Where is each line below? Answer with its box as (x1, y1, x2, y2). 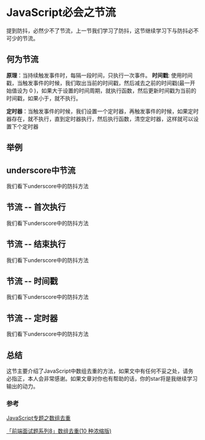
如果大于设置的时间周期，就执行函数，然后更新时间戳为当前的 (41, 87, 196, 94)
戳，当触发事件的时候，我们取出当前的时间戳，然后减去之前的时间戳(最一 (6, 79, 190, 86)
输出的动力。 (6, 383, 38, 390)
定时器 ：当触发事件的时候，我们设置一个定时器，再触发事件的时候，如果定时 (6, 108, 199, 115)
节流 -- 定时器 (6, 313, 58, 323)
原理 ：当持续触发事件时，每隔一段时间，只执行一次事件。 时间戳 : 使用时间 (6, 71, 193, 79)
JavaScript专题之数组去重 (6, 414, 71, 422)
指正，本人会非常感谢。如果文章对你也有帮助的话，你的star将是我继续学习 (11, 375, 198, 383)
